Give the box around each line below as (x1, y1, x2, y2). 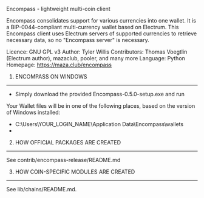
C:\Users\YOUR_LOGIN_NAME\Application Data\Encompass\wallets (15, 121, 184, 127)
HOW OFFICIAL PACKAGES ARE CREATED (15, 139, 121, 146)
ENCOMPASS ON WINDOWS (15, 73, 87, 80)
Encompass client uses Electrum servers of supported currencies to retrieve (6, 30, 197, 37)
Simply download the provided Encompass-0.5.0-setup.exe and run (15, 91, 185, 97)
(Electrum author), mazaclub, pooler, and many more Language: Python (6, 55, 185, 62)
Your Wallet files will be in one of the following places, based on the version (6, 102, 195, 109)
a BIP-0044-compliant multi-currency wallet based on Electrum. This (6, 24, 179, 30)
